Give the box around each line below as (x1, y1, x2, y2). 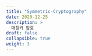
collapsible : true (6, 36, 51, 41)
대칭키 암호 (11, 24, 34, 31)
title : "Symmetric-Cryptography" (6, 8, 87, 15)
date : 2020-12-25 (6, 14, 48, 20)
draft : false (6, 30, 38, 36)
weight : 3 (6, 41, 30, 47)
